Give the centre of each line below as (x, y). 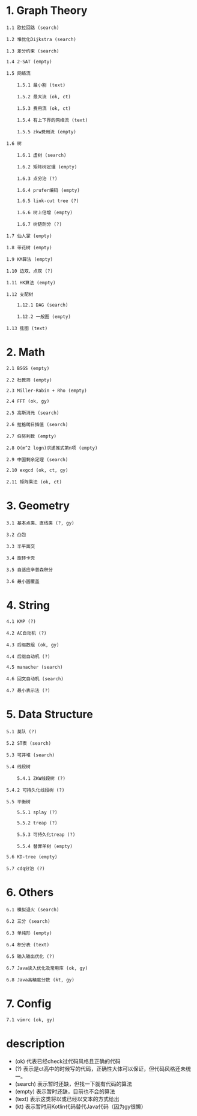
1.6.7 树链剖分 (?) (39, 224)
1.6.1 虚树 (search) (42, 155)
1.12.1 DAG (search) (43, 305)
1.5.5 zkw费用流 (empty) (47, 132)
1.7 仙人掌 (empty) (29, 236)
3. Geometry (38, 506)
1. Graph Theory (47, 11)
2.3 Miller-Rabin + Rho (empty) (47, 391)
